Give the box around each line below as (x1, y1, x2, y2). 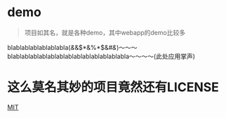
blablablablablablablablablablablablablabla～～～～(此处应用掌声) (7, 52, 195, 60)
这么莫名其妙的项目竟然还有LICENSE (7, 79, 220, 96)
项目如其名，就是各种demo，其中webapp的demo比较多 (24, 28, 186, 37)
